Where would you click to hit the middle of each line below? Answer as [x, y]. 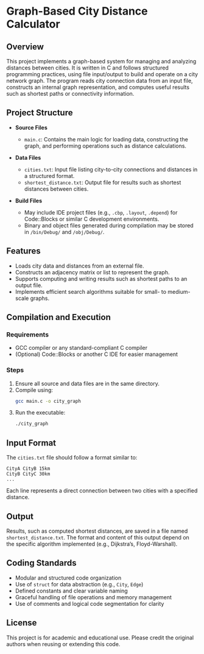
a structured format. [49, 176]
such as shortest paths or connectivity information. [70, 94]
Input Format [31, 443]
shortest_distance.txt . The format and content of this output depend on [98, 537]
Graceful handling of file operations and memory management [93, 597]
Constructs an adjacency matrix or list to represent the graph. [92, 272]
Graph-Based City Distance [77, 11]
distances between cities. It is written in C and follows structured [88, 68]
